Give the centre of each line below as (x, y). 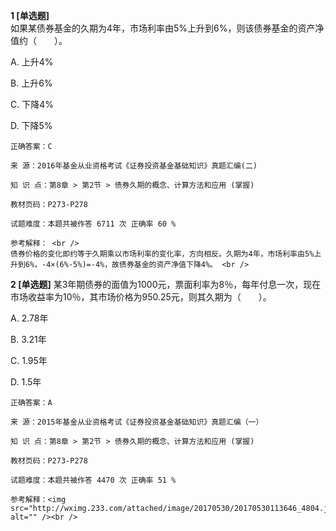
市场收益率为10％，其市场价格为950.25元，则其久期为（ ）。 (141, 297)
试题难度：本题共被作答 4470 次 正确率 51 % (93, 480)
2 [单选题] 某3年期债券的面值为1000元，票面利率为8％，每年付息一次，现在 (166, 284)
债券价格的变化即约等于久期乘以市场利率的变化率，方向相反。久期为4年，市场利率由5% (162, 254)
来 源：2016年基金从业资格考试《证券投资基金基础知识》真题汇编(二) (134, 166)
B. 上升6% (31, 83)
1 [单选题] (30, 15)
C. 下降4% (32, 104)
